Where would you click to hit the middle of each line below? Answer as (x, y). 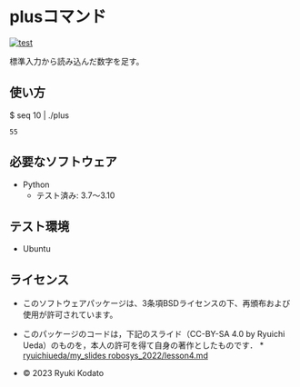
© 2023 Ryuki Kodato (63, 373)
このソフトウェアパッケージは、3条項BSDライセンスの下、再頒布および (156, 303)
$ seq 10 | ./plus (40, 115)
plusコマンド (58, 17)
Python (36, 184)
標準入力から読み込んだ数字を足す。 (77, 61)
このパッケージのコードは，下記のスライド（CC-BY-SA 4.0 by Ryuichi (154, 334)
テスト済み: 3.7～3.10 (75, 195)
